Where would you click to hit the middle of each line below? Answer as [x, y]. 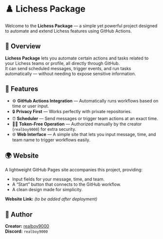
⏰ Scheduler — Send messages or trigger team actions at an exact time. [85, 118]
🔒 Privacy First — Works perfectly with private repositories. [72, 111]
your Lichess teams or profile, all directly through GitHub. [63, 63]
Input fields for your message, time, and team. [58, 179]
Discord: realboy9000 [27, 231]
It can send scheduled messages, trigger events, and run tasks [68, 68]
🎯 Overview [23, 46]
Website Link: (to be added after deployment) [51, 199]
